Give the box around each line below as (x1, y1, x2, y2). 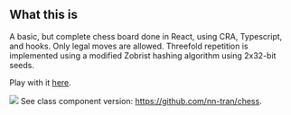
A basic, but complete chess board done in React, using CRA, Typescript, (9, 31, 283, 41)
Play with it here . (9, 76, 72, 88)
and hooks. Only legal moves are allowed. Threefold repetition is (9, 40, 249, 51)
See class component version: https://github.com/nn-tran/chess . (20, 95, 262, 106)
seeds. (9, 59, 34, 70)
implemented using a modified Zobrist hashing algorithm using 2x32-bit (9, 49, 277, 61)
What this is (9, 7, 79, 22)
